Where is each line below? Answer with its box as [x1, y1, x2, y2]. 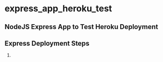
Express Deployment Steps [4, 39, 90, 47]
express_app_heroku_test [4, 3, 112, 14]
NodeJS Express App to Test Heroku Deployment [4, 23, 159, 31]
